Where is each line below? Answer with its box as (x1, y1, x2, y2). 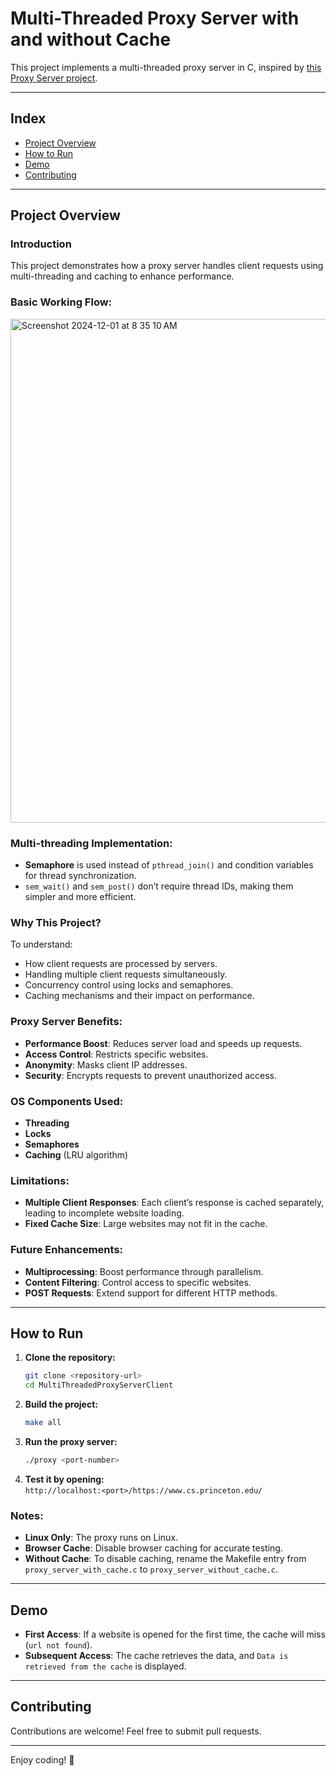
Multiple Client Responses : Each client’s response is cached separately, (24, 1197, 325, 1209)
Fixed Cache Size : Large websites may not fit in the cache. (24, 1218, 268, 1230)
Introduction (10, 237, 72, 251)
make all (24, 1418, 62, 1428)
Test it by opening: (24, 1473, 105, 1485)
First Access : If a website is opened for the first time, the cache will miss (24, 1628, 326, 1640)
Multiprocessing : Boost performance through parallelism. (24, 1265, 264, 1277)
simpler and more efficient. (24, 891, 137, 903)
